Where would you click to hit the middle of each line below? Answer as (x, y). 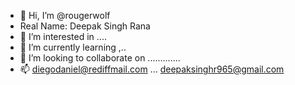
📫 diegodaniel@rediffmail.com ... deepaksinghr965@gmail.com (152, 69)
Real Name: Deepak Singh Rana (85, 26)
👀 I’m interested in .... (63, 36)
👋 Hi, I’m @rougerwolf (65, 15)
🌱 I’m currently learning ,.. (73, 47)
